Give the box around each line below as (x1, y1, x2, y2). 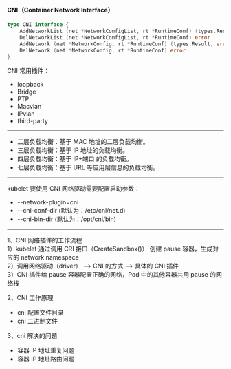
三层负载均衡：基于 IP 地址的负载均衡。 (16, 146, 129, 154)
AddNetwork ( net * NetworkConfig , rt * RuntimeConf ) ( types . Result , (19, 41, 214, 48)
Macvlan (16, 103, 42, 111)
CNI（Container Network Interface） (7, 6, 114, 14)
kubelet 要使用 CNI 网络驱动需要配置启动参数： (7, 184, 141, 193)
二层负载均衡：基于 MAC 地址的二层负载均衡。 (16, 138, 149, 146)
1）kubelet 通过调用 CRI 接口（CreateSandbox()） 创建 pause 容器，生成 (7, 244, 213, 253)
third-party (16, 117, 48, 125)
